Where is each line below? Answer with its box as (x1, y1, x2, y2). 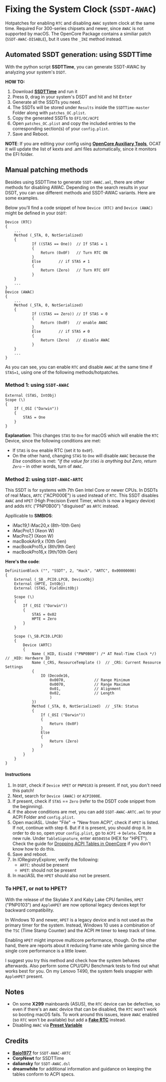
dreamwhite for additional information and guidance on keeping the (12, 1066, 152, 1072)
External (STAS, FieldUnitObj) (14, 586, 79, 591)
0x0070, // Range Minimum (49, 678, 130, 683)
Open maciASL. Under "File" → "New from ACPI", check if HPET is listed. (12, 820, 160, 826)
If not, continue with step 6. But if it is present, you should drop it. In (12, 825, 152, 831)
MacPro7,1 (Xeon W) (12, 533, 54, 539)
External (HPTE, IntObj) (14, 581, 66, 587)
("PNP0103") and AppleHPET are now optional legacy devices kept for (5, 902, 146, 908)
